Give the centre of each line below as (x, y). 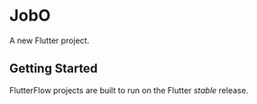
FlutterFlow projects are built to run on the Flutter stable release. (129, 90)
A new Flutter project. (50, 40)
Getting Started (54, 69)
